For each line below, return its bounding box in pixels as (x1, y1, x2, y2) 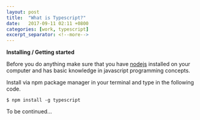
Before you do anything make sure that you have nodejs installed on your (6, 61, 191, 68)
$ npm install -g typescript (6, 97, 81, 103)
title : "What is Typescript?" (6, 15, 86, 21)
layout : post (6, 9, 40, 15)
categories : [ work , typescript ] (6, 26, 89, 32)
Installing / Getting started (6, 48, 75, 56)
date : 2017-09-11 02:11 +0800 (6, 20, 89, 26)
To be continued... (6, 108, 52, 115)
